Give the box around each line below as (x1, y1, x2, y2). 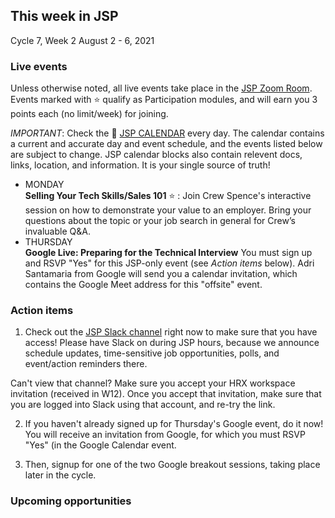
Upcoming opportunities (10, 494, 132, 508)
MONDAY (24, 179, 65, 191)
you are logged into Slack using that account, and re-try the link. (10, 399, 276, 411)
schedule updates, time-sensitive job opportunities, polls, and (24, 347, 280, 359)
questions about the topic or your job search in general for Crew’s (24, 215, 296, 227)
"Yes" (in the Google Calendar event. (24, 439, 177, 451)
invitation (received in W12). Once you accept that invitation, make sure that (10, 388, 322, 400)
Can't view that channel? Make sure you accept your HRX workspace (10, 377, 296, 389)
